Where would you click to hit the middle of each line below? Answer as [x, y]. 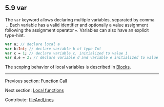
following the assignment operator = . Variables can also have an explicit [77, 30]
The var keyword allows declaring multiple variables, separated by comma [80, 19]
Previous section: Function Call [36, 81]
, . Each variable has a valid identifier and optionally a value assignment [77, 25]
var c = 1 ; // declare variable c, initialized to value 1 [66, 53]
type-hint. [15, 35]
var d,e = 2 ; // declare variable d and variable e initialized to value [82, 58]
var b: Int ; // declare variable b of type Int [53, 49]
